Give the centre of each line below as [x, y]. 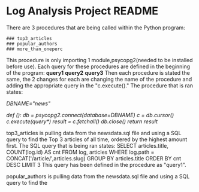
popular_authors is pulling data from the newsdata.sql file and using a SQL [98, 176]
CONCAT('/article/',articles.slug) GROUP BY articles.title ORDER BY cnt [94, 158]
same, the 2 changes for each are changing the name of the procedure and [99, 79]
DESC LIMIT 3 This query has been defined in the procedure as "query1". [97, 164]
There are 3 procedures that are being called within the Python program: [96, 28]
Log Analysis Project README [82, 11]
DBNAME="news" [28, 103]
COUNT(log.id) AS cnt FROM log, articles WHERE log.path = [80, 152]
